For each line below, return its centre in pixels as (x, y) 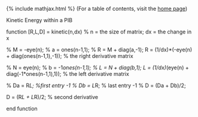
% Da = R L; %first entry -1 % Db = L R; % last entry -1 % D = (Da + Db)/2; (96, 85)
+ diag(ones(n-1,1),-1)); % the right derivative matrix (70, 56)
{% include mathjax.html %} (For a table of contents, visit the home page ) (97, 9)
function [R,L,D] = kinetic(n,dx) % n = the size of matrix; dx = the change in (99, 32)
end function (22, 109)
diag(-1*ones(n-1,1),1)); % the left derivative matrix (68, 74)
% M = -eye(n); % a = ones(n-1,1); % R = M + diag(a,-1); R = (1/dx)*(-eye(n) (99, 50)
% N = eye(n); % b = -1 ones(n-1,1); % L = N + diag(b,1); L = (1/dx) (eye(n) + (98, 67)
